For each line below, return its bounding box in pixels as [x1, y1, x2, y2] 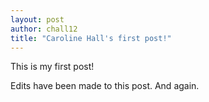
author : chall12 [10, 24, 78, 34]
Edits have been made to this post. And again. [10, 80, 200, 92]
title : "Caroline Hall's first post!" [10, 33, 172, 43]
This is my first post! [10, 61, 95, 73]
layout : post [10, 14, 65, 25]
